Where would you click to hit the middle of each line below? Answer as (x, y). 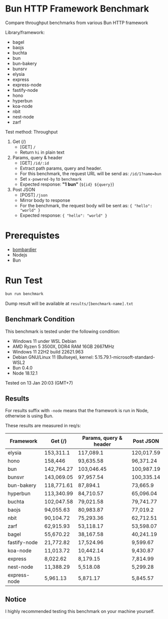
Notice (16, 599)
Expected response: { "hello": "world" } (63, 215)
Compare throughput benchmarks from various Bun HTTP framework (77, 23)
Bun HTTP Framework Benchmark (77, 9)
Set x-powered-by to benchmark (51, 179)
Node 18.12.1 (25, 373)
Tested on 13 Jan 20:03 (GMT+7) (39, 383)
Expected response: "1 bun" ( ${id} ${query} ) (67, 184)
